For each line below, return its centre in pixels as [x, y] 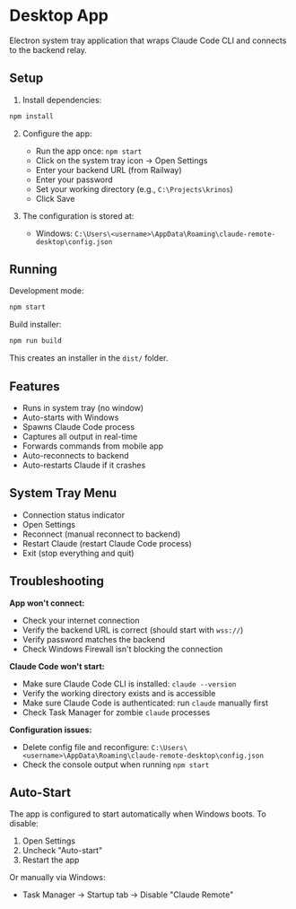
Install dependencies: [62, 100]
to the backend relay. [48, 49]
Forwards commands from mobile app [93, 446]
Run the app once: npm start [89, 151]
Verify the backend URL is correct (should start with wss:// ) [133, 630]
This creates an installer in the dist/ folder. [89, 358]
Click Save [55, 198]
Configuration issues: [51, 730]
